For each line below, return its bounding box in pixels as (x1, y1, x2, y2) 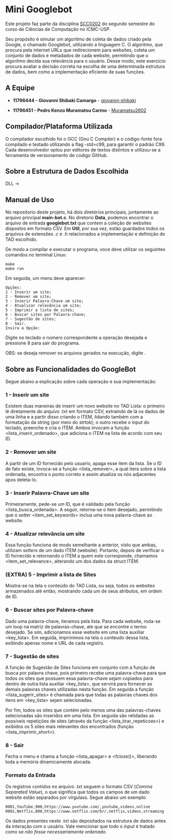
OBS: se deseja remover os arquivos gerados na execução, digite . (5, 350, 146, 356)
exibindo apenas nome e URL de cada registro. (5, 640, 105, 646)
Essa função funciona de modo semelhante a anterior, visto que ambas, (5, 542, 157, 548)
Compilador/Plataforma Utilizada (5, 122, 113, 131)
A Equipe (5, 84, 35, 92)
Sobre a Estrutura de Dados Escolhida (5, 167, 129, 176)
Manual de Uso (5, 195, 54, 204)
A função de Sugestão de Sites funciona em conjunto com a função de (5, 664, 156, 671)
